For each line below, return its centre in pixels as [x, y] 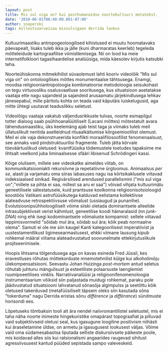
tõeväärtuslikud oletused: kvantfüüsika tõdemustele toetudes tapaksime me [83, 148]
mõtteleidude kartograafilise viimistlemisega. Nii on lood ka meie [72, 54]
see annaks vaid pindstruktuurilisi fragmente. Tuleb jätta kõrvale [71, 143]
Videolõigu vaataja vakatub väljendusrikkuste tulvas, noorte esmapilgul [78, 116]
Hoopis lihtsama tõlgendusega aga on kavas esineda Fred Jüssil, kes [76, 253]
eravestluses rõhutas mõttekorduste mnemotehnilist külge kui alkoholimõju [82, 259]
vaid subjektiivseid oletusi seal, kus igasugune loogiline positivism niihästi [81, 322]
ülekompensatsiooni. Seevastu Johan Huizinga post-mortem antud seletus [82, 264]
